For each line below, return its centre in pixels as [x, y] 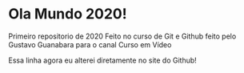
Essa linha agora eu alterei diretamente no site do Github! [103, 60]
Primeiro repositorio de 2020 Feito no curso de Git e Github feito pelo [122, 36]
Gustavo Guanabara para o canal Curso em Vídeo [90, 44]
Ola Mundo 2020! [68, 14]
